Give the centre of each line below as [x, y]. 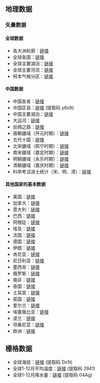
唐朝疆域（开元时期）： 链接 [41, 133]
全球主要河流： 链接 [33, 70]
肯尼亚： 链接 [26, 254]
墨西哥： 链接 [26, 267]
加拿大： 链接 [26, 203]
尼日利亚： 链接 [28, 261]
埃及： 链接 [24, 228]
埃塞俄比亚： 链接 [31, 312]
